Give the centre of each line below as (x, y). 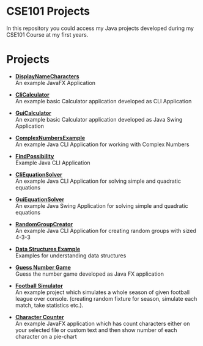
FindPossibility (35, 156)
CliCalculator (32, 94)
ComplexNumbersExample (50, 138)
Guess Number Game (43, 267)
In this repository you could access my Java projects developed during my (100, 28)
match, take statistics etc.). (49, 305)
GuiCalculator (33, 113)
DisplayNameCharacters (47, 76)
